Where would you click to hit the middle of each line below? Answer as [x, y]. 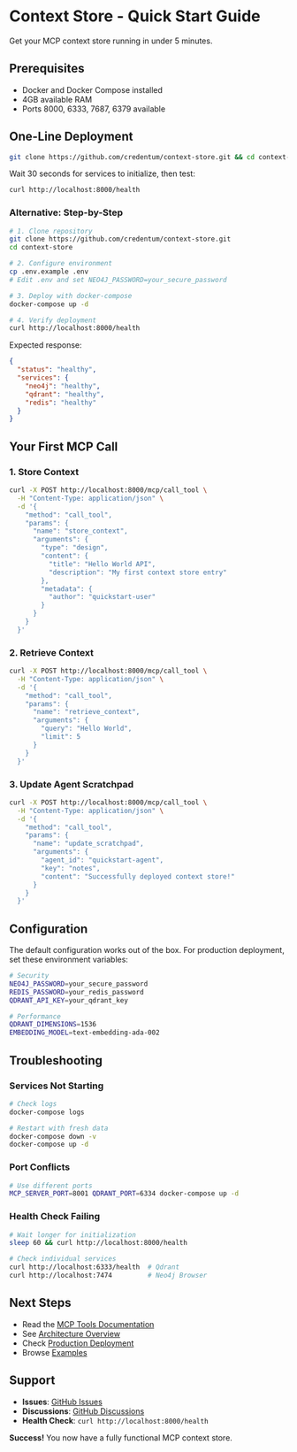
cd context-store [41, 248]
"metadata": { [67, 589]
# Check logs [33, 1103]
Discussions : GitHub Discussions [83, 1411]
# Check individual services [63, 1259]
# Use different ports [51, 1186]
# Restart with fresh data [59, 1128]
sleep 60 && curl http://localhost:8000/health [99, 1243]
